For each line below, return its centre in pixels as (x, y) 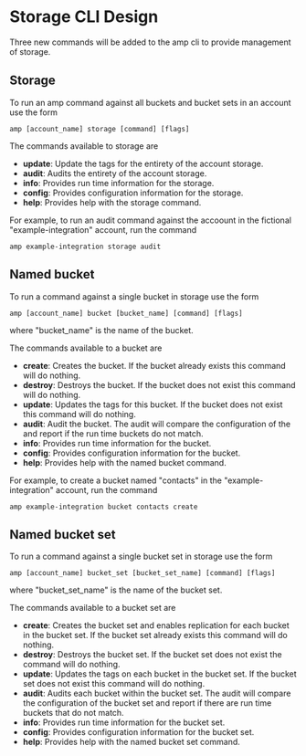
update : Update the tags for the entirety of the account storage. (143, 163)
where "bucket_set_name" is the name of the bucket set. (116, 590)
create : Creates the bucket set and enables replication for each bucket (156, 625)
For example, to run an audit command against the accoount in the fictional (151, 220)
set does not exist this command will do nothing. (114, 684)
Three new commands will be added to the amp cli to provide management (150, 42)
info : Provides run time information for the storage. (118, 183)
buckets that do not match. (74, 713)
